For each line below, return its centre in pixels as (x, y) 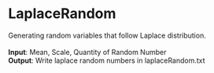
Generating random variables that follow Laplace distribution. (107, 35)
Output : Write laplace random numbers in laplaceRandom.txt (107, 60)
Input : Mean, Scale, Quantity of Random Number (87, 52)
